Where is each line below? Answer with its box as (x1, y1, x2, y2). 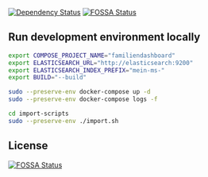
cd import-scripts (8, 110, 69, 118)
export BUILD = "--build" (8, 74, 87, 82)
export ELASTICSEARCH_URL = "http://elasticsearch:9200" (8, 59, 194, 67)
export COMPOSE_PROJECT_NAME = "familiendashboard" (8, 52, 176, 60)
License (8, 139, 48, 152)
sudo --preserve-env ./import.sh (8, 117, 119, 125)
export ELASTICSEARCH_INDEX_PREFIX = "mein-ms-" (8, 66, 165, 75)
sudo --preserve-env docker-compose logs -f (8, 95, 158, 103)
